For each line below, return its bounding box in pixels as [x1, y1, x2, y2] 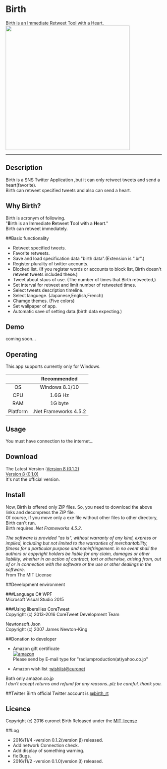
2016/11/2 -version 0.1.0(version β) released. [12, 758, 103, 765]
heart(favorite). [5, 182, 37, 188]
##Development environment [5, 581, 65, 587]
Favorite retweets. [12, 250, 50, 256]
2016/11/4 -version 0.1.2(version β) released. [12, 737, 104, 743]
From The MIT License [5, 571, 52, 578]
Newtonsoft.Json [5, 621, 41, 627]
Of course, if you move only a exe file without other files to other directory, [5, 514, 158, 521]
